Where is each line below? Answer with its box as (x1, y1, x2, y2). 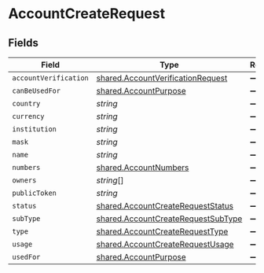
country (12, 99, 41, 108)
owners (12, 176, 37, 185)
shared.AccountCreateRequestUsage (96, 239, 234, 249)
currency (12, 112, 45, 120)
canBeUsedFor (12, 87, 61, 95)
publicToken (12, 189, 57, 197)
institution (12, 125, 57, 134)
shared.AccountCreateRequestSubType (96, 213, 243, 224)
